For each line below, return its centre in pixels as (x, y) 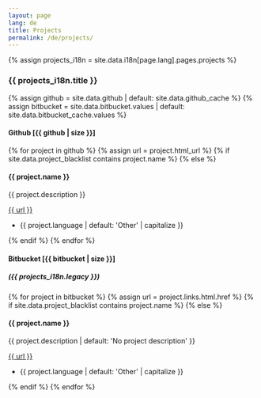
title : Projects (35, 30)
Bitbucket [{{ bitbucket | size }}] (62, 259)
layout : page (30, 15)
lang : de (23, 23)
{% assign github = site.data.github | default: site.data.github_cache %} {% (130, 98)
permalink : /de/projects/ (51, 38)
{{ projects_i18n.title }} (53, 81)
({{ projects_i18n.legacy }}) (54, 277)
